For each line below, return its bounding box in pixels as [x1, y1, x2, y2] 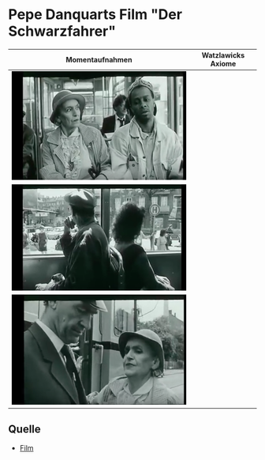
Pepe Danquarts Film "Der [8, 6, 183, 24]
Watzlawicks [201, 51, 245, 60]
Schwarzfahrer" [8, 22, 117, 40]
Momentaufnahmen [65, 55, 132, 64]
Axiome [210, 59, 237, 69]
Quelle [8, 422, 41, 435]
